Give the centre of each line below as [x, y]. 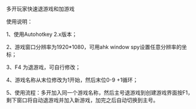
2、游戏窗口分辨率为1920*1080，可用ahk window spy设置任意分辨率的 [94, 47]
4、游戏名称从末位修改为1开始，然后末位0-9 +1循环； [72, 80]
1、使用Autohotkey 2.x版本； [42, 34]
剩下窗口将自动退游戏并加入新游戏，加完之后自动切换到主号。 [82, 100]
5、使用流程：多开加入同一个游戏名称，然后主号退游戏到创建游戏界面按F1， [100, 93]
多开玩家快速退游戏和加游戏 [40, 9]
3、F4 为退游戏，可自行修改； [43, 67]
